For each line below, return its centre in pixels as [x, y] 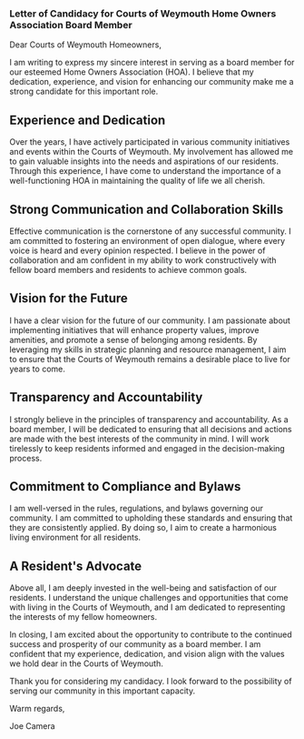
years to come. [37, 369]
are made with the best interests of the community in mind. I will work [139, 439]
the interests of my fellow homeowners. [83, 617]
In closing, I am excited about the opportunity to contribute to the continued [151, 634]
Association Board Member [71, 25]
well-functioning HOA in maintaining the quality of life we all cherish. [137, 181]
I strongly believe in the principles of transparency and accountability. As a [149, 419]
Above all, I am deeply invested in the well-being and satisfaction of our [143, 588]
